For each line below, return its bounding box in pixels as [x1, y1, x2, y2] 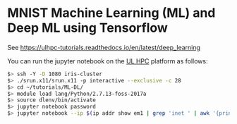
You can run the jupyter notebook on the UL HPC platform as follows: [7, 56, 208, 65]
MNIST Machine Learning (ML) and [7, 5, 216, 21]
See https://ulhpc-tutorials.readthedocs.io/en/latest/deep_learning [7, 43, 201, 51]
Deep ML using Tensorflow [7, 20, 168, 36]
